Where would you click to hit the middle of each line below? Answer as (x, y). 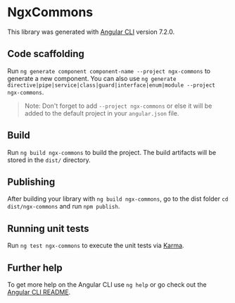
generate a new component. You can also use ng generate (92, 78)
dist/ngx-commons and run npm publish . (64, 206)
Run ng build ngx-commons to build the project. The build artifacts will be (112, 152)
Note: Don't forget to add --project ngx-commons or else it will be (118, 106)
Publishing (31, 181)
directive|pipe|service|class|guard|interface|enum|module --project (112, 85)
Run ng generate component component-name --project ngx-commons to (109, 70)
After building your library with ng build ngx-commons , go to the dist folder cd (118, 199)
